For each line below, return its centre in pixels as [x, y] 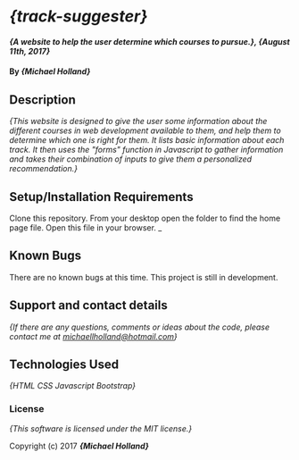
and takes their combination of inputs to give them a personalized [131, 159]
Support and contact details [88, 305]
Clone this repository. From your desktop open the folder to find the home [145, 218]
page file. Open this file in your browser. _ [86, 228]
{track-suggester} [79, 17]
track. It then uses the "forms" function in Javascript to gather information [146, 150]
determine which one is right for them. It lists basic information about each [147, 140]
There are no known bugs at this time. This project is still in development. [144, 277]
